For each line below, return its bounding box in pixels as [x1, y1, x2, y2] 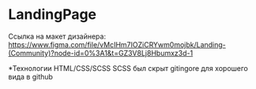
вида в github [8, 72, 54, 81]
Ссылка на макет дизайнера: [8, 32, 107, 41]
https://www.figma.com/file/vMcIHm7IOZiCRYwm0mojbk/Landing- [8, 39, 227, 49]
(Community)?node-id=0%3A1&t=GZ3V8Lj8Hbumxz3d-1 [8, 48, 194, 57]
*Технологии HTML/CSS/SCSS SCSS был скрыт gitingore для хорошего [8, 63, 249, 72]
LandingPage [8, 6, 97, 24]
